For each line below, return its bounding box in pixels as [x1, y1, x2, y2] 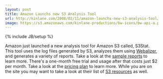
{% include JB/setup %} [5, 34, 53, 39]
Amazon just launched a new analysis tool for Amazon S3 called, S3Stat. [5, 43, 150, 49]
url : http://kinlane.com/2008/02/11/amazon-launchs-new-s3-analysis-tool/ [5, 16, 160, 21]
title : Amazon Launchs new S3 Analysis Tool [5, 12, 97, 16]
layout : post [5, 7, 32, 12]
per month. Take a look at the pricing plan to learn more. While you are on [5, 64, 152, 69]
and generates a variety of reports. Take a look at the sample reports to [5, 53, 148, 59]
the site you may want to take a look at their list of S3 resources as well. [5, 68, 148, 75]
